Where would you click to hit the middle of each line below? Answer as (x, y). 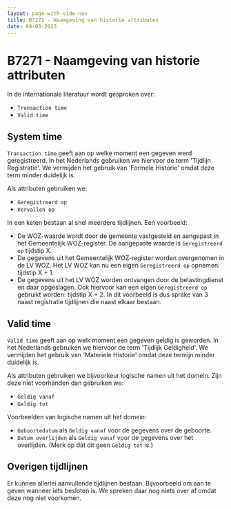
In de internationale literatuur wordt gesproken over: (81, 94)
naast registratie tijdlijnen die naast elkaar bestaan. (89, 302)
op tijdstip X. (34, 251)
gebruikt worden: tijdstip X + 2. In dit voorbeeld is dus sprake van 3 (112, 295)
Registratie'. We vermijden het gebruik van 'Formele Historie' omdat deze (111, 168)
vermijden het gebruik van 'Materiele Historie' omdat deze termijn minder (111, 355)
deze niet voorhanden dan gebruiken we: (66, 383)
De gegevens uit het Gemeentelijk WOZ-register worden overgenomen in (121, 258)
